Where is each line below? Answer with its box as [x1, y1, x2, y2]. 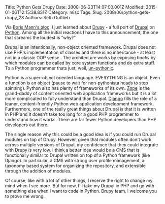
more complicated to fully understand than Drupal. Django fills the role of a [5, 96, 157, 102]
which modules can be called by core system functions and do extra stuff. [5, 60, 156, 66]
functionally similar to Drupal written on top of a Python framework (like [5, 152, 150, 158]
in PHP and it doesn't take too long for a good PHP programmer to [5, 111, 139, 117]
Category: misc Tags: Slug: [48, 9, 103, 15]
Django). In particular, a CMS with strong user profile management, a [5, 158, 145, 163]
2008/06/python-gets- [104, 9, 151, 15]
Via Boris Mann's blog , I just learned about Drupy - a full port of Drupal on [5, 24, 155, 30]
